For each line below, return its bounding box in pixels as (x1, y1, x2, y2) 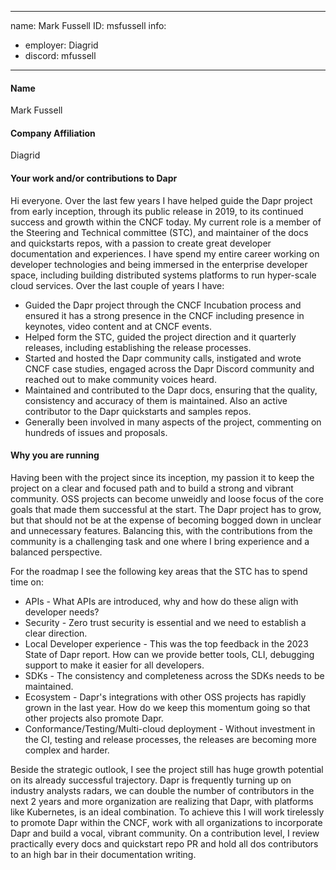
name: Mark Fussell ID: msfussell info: (10, 20, 167, 31)
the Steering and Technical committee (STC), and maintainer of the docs (10, 226, 309, 238)
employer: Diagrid (24, 39, 99, 51)
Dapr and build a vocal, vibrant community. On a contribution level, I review (10, 827, 320, 839)
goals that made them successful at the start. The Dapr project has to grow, (10, 503, 322, 515)
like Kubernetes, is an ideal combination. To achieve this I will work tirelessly (10, 806, 325, 818)
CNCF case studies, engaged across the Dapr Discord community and (24, 362, 315, 375)
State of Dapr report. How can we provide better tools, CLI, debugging (24, 648, 315, 660)
